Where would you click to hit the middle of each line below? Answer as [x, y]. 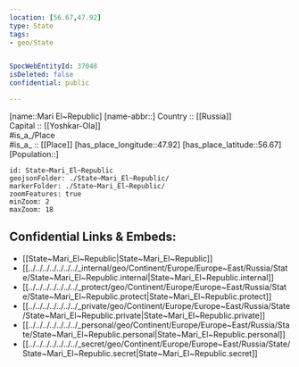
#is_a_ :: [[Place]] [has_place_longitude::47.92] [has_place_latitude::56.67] [145, 145]
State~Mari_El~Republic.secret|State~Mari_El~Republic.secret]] [140, 353]
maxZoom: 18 [31, 209]
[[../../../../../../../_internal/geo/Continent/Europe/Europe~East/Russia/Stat [155, 268]
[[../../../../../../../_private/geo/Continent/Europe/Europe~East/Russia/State [156, 305]
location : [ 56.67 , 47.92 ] [55, 17]
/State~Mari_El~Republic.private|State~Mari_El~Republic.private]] [144, 315]
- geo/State [31, 42]
